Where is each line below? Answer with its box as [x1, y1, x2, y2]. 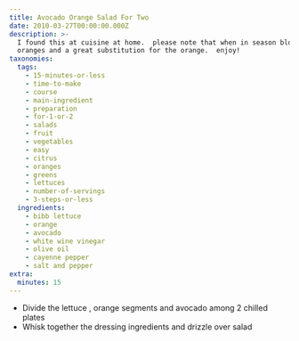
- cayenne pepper [25, 253, 90, 263]
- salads [25, 121, 58, 130]
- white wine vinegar [25, 237, 105, 246]
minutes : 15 [17, 278, 62, 287]
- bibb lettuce [25, 211, 82, 221]
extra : [9, 270, 34, 279]
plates [21, 312, 45, 322]
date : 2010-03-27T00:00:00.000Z [9, 21, 129, 30]
